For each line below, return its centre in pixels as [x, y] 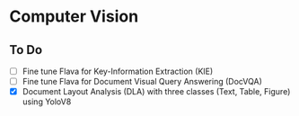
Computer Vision [74, 17]
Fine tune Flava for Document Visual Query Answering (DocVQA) [142, 82]
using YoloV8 [47, 102]
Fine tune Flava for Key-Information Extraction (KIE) [118, 71]
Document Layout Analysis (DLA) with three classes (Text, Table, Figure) [156, 92]
